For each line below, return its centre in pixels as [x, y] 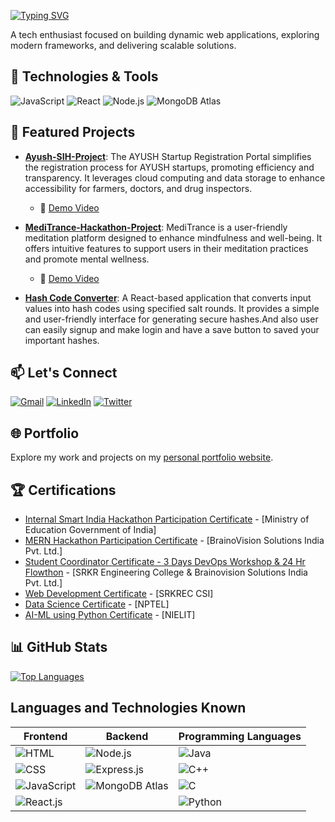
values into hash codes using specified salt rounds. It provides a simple [172, 308]
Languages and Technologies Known [128, 708]
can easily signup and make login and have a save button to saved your [172, 329]
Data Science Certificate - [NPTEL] [97, 604]
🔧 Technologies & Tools [84, 76]
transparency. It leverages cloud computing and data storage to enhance [175, 177]
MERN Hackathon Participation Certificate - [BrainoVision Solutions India [174, 541]
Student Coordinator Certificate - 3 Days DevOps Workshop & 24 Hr [165, 562]
